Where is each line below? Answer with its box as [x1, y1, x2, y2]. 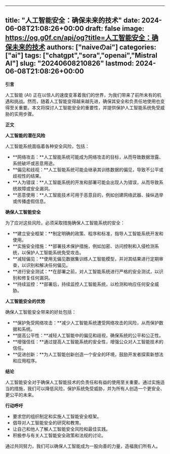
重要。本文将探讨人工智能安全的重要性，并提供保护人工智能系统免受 [18, 104, 160, 110]
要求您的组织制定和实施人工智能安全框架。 [12, 413, 102, 419]
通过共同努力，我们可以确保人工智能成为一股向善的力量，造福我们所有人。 [5, 443, 160, 449]
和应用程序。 [12, 357, 39, 363]
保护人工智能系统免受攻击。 [26, 249, 84, 256]
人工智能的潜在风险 [5, 132, 46, 138]
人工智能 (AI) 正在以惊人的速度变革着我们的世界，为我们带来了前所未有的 [5, 92, 157, 98]
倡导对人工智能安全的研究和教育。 [12, 420, 84, 426]
